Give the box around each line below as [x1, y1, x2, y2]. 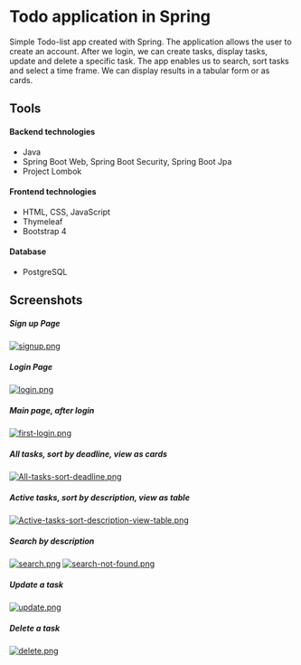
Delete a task [9, 622, 61, 633]
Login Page [9, 361, 53, 372]
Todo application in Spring [9, 6, 211, 27]
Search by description [9, 536, 95, 546]
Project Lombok [22, 166, 82, 176]
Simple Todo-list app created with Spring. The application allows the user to [9, 36, 292, 47]
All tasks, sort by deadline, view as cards [9, 448, 168, 459]
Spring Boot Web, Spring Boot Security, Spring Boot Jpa [22, 156, 232, 166]
